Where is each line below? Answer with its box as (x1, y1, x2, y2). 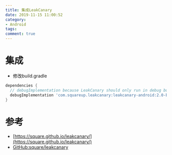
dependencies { (5, 83, 38, 88)
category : (5, 17, 27, 22)
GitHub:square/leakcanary (12, 144, 69, 150)
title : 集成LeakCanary (5, 7, 52, 13)
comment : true (5, 31, 36, 36)
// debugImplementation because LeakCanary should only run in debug (10, 87, 161, 93)
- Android (5, 21, 27, 27)
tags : (5, 27, 17, 32)
